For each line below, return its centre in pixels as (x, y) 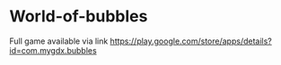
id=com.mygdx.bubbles (53, 50)
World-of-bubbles (79, 16)
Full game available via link (59, 41)
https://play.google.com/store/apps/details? (191, 41)
